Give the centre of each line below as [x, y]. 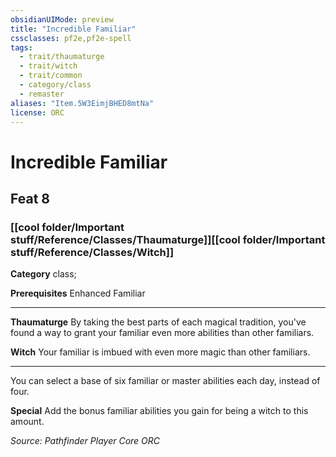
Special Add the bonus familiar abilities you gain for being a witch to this [159, 411]
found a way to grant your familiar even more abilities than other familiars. [162, 333]
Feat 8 [30, 198]
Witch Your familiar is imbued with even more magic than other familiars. [160, 352]
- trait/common [51, 76]
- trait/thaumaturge [62, 57]
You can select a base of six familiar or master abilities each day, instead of [165, 381]
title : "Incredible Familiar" [73, 29]
